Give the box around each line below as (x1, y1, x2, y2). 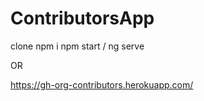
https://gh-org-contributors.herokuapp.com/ (10, 78, 194, 91)
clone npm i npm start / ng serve (10, 40, 145, 52)
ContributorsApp (10, 7, 155, 30)
